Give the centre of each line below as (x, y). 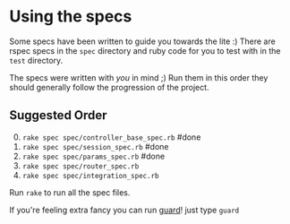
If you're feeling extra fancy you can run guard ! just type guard (124, 210)
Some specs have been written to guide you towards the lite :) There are (142, 41)
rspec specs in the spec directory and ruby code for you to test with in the (145, 50)
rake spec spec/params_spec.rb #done (94, 156)
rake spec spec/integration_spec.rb (90, 176)
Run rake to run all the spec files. (70, 192)
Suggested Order (58, 115)
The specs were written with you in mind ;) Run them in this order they (139, 77)
